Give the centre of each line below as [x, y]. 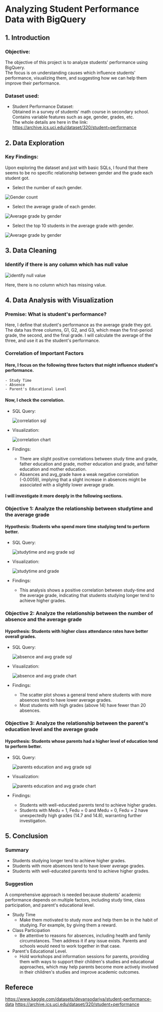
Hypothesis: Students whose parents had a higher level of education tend [81, 741]
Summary [17, 850]
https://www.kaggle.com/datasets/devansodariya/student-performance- [78, 999]
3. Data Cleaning [31, 251]
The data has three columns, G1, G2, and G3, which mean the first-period [79, 330]
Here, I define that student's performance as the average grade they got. [78, 325]
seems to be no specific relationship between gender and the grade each [79, 172]
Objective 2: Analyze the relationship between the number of [79, 614]
